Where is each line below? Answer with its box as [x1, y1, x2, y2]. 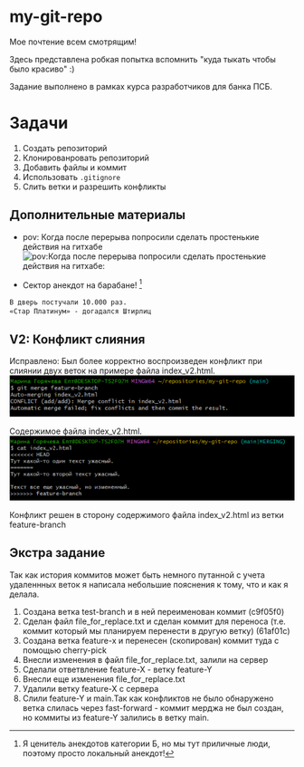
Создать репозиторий [22, 142, 108, 153]
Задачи [9, 113, 69, 133]
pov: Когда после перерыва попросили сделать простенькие [22, 231, 260, 242]
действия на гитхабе [22, 241, 103, 252]
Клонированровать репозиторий [22, 152, 149, 163]
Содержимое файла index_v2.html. [9, 426, 143, 436]
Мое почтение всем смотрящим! [9, 36, 138, 47]
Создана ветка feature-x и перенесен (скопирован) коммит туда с [22, 635, 280, 646]
